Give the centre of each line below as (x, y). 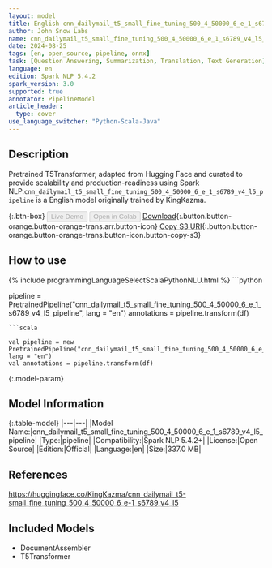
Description (38, 155)
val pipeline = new (41, 342)
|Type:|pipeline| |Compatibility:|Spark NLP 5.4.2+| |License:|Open (149, 441)
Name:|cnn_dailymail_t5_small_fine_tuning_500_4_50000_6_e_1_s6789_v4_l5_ (136, 432)
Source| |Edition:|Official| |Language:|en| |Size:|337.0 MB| (105, 449)
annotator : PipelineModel (52, 99)
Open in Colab (115, 216)
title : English (34, 24)
